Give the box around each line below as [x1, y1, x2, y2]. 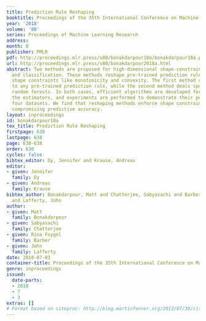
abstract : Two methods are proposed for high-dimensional [6, 66, 158, 72]
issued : [6, 271, 26, 278]
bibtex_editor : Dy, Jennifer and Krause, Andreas [6, 157, 136, 163]
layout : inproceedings [6, 112, 64, 118]
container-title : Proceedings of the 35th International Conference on [6, 260, 193, 266]
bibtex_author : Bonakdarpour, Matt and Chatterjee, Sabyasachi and [6, 191, 183, 198]
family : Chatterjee [12, 226, 62, 232]
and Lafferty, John [12, 197, 62, 203]
